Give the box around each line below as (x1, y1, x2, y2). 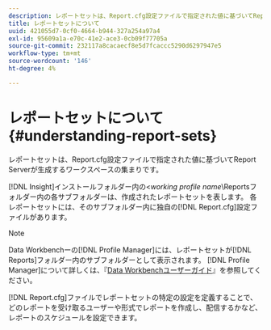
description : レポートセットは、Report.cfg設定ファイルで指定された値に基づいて (8, 11, 254, 20)
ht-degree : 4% (8, 65, 56, 73)
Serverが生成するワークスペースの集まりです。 (8, 164, 164, 174)
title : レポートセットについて (8, 19, 100, 27)
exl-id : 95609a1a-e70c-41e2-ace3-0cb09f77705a (8, 34, 168, 43)
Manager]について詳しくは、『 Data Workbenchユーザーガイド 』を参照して (8, 264, 255, 275)
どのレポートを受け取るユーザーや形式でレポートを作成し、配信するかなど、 (8, 302, 263, 312)
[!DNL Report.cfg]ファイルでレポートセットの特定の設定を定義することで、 (8, 292, 258, 302)
